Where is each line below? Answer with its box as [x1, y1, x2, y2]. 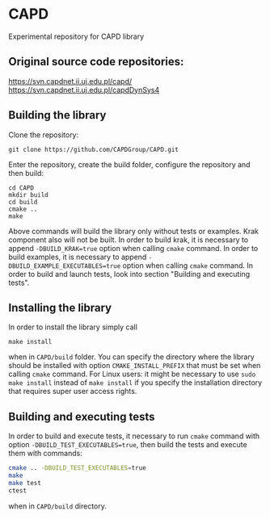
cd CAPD [8, 183, 35, 192]
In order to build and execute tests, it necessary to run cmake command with [8, 431, 260, 441]
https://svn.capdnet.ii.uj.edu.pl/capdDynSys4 [8, 85, 160, 94]
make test [8, 479, 42, 487]
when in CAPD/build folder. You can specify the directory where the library [8, 352, 255, 362]
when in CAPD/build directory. [8, 501, 108, 511]
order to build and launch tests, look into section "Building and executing [8, 269, 251, 278]
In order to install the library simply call [8, 322, 137, 332]
